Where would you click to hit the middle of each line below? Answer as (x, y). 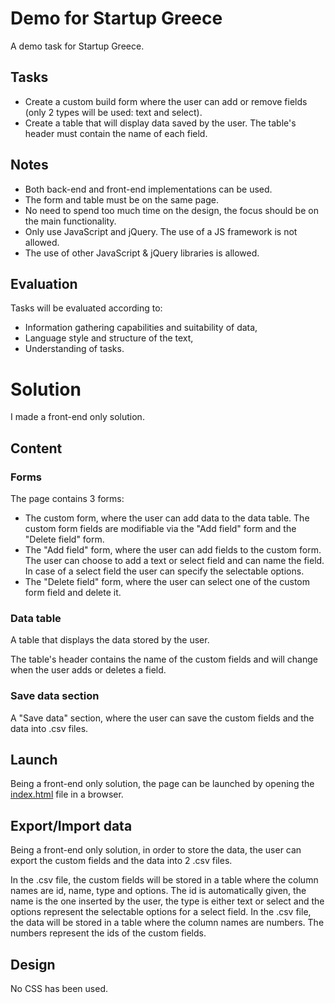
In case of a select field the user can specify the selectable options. (164, 571)
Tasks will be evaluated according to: (86, 308)
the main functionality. (70, 221)
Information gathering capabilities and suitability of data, (141, 328)
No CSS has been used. (59, 989)
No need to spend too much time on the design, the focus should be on (171, 210)
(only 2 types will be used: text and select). (113, 112)
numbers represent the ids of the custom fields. (108, 933)
